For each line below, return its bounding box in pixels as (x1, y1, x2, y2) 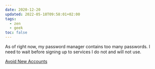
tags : (5, 16, 16, 21)
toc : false (5, 30, 28, 35)
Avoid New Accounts (5, 59, 48, 64)
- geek (9, 26, 23, 31)
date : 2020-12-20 (5, 7, 41, 12)
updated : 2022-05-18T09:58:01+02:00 (5, 12, 80, 17)
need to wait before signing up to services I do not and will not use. (5, 49, 142, 55)
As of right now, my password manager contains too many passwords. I (5, 44, 151, 49)
